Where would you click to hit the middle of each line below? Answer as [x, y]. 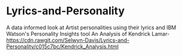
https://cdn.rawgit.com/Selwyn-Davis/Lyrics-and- [68, 40]
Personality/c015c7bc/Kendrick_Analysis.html [62, 46]
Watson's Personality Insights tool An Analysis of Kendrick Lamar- [88, 33]
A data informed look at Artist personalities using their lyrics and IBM [91, 27]
